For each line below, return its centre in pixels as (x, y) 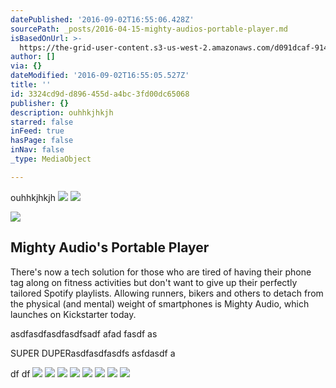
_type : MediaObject (51, 159)
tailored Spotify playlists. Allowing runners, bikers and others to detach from (167, 293)
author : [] (33, 57)
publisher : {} (40, 103)
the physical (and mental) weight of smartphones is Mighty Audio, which (160, 303)
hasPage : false (42, 141)
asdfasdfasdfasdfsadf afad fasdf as (84, 333)
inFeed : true (37, 131)
